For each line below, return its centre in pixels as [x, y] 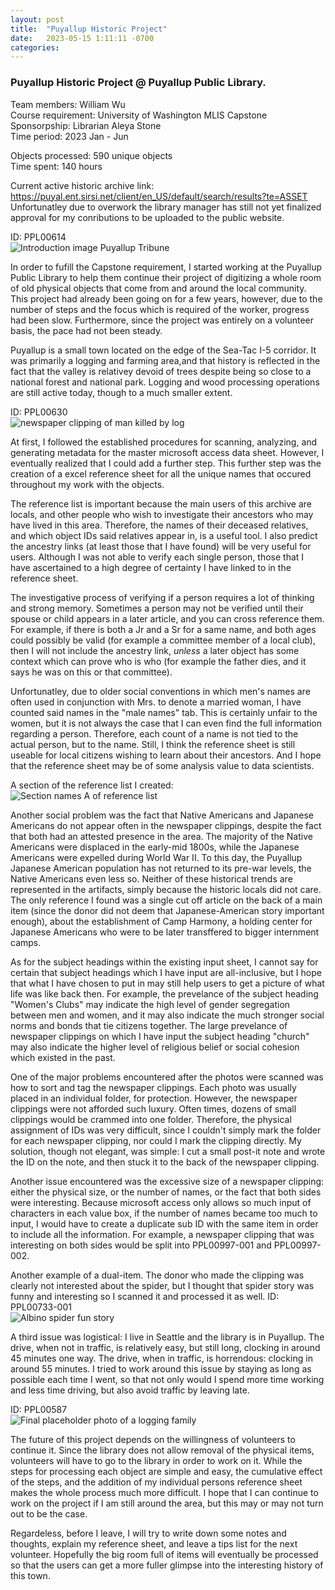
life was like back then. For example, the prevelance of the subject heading [164, 993]
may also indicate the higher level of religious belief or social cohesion [155, 1047]
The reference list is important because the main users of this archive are [161, 503]
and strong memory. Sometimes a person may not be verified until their [157, 608]
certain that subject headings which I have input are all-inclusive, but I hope [166, 972]
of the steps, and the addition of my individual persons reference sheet [156, 1482]
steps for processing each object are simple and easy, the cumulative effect [166, 1471]
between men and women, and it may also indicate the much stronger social [167, 1015]
